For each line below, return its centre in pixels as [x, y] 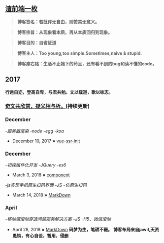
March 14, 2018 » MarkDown [41, 195]
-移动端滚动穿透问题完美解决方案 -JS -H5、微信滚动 [58, 219]
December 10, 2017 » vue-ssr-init [46, 141]
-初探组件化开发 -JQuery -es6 [36, 165]
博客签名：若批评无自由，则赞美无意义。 [58, 22]
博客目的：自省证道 [37, 42]
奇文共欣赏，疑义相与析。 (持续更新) [48, 106]
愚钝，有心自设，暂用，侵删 [40, 236]
